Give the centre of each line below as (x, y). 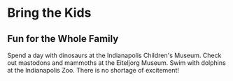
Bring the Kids (49, 13)
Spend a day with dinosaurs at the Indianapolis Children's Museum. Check (114, 55)
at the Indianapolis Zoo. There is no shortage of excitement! (93, 70)
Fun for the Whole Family (63, 39)
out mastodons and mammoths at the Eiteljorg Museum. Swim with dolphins (116, 63)
